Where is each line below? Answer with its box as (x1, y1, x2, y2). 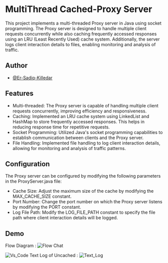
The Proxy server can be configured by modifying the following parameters (5, 173, 161, 179)
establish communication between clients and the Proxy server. (12, 135, 144, 141)
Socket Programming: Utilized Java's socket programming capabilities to (12, 129, 163, 135)
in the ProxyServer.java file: (5, 178, 62, 184)
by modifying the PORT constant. (12, 204, 81, 210)
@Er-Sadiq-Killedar (12, 74, 53, 81)
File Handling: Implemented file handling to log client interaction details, (12, 140, 160, 146)
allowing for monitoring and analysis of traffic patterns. (12, 145, 126, 151)
